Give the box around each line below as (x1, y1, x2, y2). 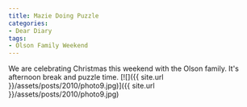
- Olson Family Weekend (8, 42, 89, 50)
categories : (8, 19, 48, 27)
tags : (8, 34, 27, 43)
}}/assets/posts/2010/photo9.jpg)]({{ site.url (8, 81, 155, 91)
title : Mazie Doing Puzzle (8, 11, 99, 20)
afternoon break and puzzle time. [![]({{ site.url (8, 72, 164, 82)
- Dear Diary (8, 27, 52, 35)
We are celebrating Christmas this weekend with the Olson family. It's (8, 64, 240, 73)
